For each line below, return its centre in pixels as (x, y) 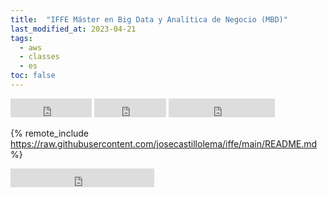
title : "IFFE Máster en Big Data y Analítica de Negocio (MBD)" (149, 19)
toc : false (33, 76)
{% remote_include (50, 133)
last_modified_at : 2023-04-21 (73, 29)
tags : (21, 38)
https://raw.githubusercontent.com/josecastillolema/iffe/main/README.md (164, 143)
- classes (39, 57)
